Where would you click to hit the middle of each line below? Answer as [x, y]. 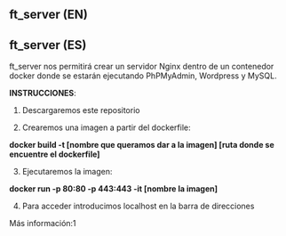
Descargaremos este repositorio [81, 110]
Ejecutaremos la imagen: [67, 172]
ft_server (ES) [48, 45]
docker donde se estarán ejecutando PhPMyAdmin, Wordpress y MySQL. [143, 76]
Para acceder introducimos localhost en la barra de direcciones [138, 206]
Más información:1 [43, 224]
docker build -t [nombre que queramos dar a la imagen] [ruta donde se [142, 145]
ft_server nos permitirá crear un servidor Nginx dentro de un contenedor [142, 67]
